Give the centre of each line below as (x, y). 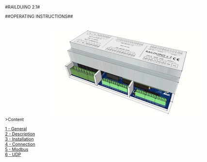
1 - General (16, 129)
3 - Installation (19, 139)
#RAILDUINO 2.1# (23, 7)
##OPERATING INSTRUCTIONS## (39, 16)
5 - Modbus (17, 149)
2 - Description (20, 134)
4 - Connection (20, 144)
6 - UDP (13, 154)
